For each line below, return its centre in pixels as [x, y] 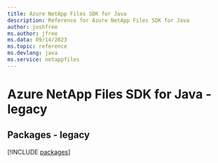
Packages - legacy [48, 135]
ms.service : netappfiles [43, 60]
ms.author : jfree [33, 33]
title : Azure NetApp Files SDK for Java [67, 14]
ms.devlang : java [33, 53]
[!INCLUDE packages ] [39, 152]
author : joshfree [33, 27]
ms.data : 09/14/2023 [38, 40]
